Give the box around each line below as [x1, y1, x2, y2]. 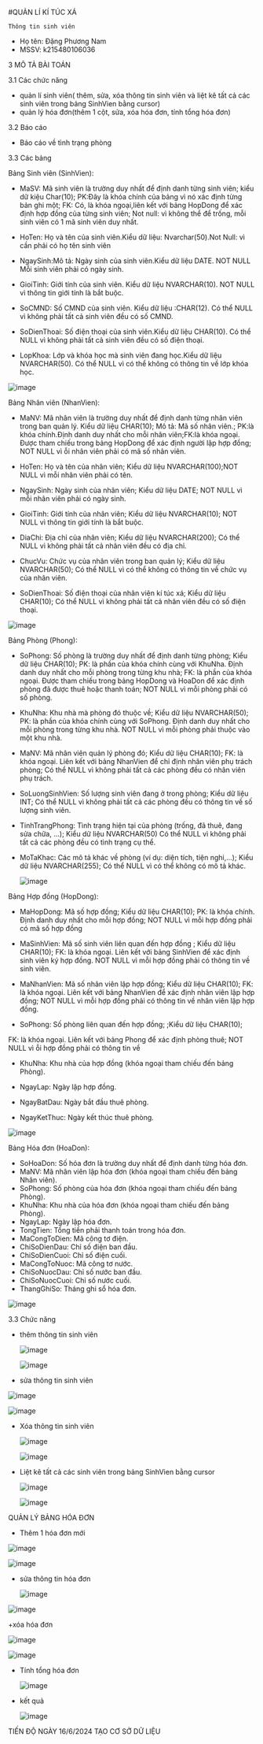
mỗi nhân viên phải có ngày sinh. [19, 494, 127, 503]
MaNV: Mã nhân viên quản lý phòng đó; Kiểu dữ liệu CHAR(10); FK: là [19, 748, 243, 758]
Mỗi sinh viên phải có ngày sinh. [19, 265, 124, 273]
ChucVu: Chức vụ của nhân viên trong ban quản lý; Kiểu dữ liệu [19, 556, 225, 566]
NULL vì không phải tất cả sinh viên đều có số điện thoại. [19, 336, 205, 344]
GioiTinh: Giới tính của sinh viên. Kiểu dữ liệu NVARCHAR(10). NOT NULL [19, 280, 255, 289]
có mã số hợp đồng [19, 924, 82, 933]
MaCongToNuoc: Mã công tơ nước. [19, 1259, 133, 1268]
